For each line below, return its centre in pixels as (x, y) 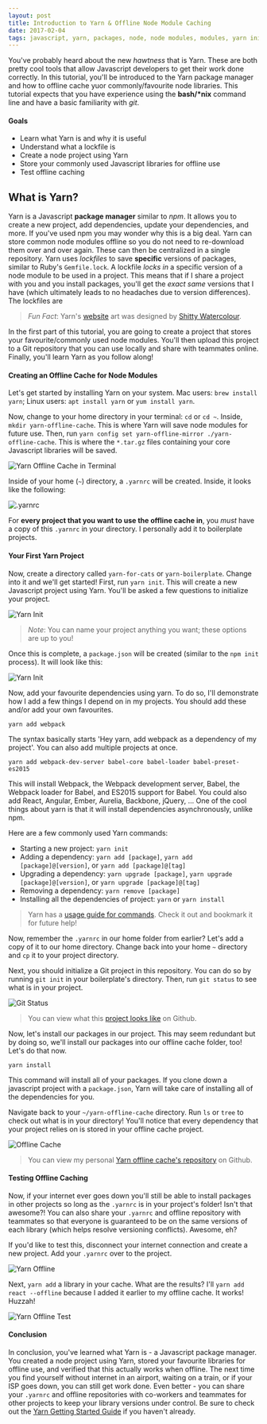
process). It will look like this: (56, 662)
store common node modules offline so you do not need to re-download (126, 242)
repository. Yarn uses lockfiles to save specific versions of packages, (122, 258)
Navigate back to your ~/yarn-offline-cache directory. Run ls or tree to (126, 1112)
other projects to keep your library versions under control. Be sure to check (132, 1403)
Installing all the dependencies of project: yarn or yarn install (122, 898)
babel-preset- (217, 762)
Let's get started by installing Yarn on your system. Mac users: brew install (133, 393)
